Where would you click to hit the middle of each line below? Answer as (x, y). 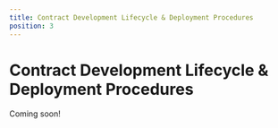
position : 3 (31, 26)
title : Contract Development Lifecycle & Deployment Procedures (131, 17)
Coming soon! (35, 114)
